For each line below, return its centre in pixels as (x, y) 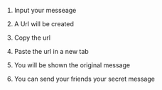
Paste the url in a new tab (51, 51)
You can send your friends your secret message (84, 79)
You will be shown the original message (72, 65)
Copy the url (32, 38)
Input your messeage (45, 10)
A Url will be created (44, 24)
